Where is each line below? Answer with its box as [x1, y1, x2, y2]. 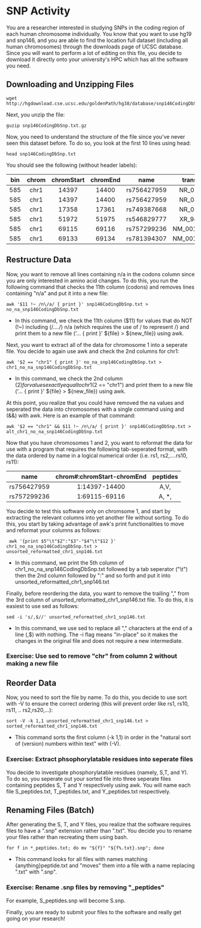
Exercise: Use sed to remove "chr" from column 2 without [6, 652, 178, 660]
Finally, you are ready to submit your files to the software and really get [6, 908, 182, 915]
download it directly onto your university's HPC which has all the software [6, 56, 188, 63]
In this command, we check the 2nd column [14, 375, 123, 382]
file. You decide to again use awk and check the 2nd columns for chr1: [6, 347, 179, 355]
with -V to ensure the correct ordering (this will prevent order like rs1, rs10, [6, 700, 190, 707]
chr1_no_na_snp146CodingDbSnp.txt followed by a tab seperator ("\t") [14, 565, 188, 572]
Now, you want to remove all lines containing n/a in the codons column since [6, 270, 195, 277]
